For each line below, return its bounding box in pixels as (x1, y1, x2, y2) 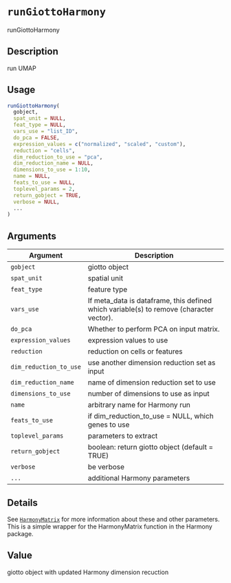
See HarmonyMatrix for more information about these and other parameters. (7, 515, 220, 523)
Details (7, 497, 38, 509)
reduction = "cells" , (13, 147, 76, 154)
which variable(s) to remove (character (87, 305, 214, 314)
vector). (87, 313, 113, 323)
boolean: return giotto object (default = (87, 442, 214, 452)
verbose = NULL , (13, 198, 60, 205)
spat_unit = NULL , (13, 115, 67, 122)
